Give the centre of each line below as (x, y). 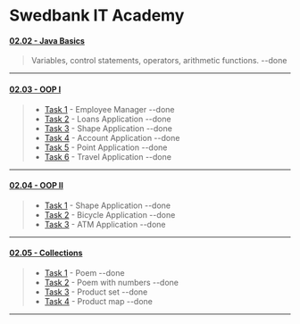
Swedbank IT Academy (97, 16)
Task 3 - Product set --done (96, 292)
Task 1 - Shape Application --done (108, 205)
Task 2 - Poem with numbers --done (112, 282)
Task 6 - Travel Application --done (108, 156)
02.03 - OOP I (35, 89)
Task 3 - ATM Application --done (105, 224)
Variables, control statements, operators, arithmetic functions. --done (159, 61)
